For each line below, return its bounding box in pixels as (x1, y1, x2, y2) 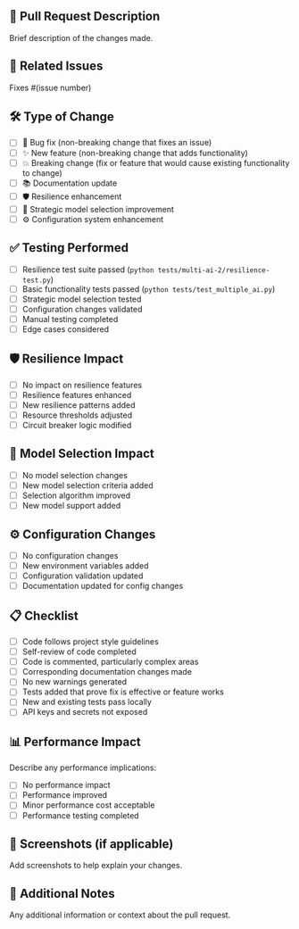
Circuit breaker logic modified (21, 420, 132, 430)
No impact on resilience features (21, 379, 143, 390)
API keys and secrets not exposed (21, 707, 148, 717)
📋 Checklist (9, 608, 79, 623)
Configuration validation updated (21, 570, 144, 581)
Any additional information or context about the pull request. (9, 909, 231, 920)
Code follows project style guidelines (21, 636, 159, 647)
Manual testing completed (21, 313, 119, 324)
